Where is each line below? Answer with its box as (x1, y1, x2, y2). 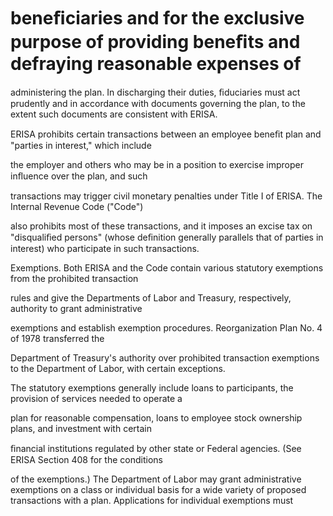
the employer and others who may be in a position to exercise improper (10, 158, 304, 170)
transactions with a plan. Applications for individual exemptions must (10, 494, 294, 506)
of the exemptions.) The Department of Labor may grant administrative (10, 473, 302, 485)
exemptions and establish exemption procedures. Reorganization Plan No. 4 (10, 321, 323, 334)
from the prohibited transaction (10, 272, 139, 284)
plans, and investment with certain (10, 422, 152, 434)
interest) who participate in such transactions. (10, 242, 200, 254)
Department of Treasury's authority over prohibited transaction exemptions (10, 351, 320, 364)
